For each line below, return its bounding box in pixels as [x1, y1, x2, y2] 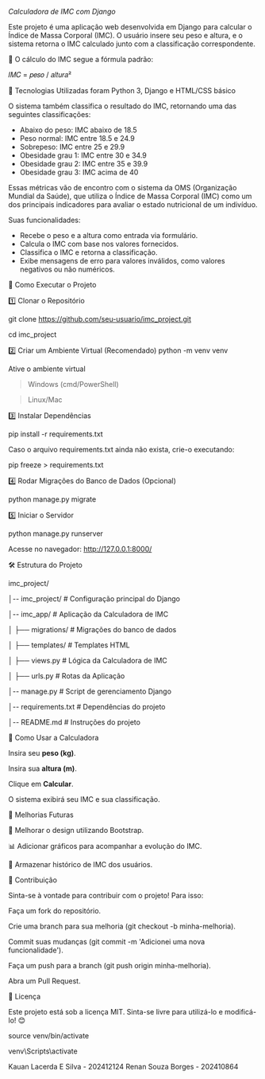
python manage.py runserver [8, 529, 103, 538]
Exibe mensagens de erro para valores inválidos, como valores [19, 256, 225, 265]
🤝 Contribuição [8, 875, 58, 885]
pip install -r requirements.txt [8, 429, 103, 439]
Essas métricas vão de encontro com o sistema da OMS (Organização [8, 183, 237, 192]
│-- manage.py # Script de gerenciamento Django [8, 686, 172, 696]
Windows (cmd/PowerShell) [27, 380, 119, 389]
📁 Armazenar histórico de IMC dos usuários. [8, 860, 153, 869]
